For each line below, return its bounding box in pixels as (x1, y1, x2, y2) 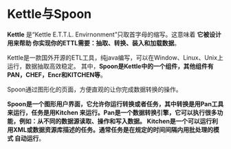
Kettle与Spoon (7, 6, 92, 22)
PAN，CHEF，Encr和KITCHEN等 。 (7, 70, 107, 79)
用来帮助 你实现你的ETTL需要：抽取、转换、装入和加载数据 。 (7, 38, 181, 47)
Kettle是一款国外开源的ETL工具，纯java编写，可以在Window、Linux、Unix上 (7, 53, 223, 62)
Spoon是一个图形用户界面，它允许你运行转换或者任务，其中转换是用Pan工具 (7, 100, 224, 108)
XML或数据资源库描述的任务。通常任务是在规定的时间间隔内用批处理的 (12, 125, 214, 134)
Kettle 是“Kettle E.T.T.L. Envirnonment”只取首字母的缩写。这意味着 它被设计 (7, 30, 222, 38)
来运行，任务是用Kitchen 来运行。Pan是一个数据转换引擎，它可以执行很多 (7, 108, 218, 117)
